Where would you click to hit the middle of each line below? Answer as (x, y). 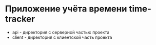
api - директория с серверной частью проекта (61, 32)
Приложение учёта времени (66, 9)
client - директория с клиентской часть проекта (62, 37)
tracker (20, 19)
